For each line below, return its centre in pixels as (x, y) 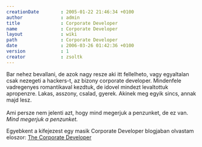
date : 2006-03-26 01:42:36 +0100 (70, 46)
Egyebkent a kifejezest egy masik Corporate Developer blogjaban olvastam (100, 131)
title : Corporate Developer (62, 23)
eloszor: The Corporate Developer (49, 137)
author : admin (43, 18)
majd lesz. (19, 100)
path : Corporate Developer (62, 40)
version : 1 (38, 51)
